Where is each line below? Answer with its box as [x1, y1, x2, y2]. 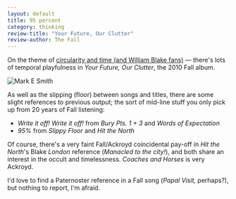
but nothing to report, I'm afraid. [7, 184, 101, 192]
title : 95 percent [7, 17, 61, 24]
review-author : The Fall [7, 37, 80, 44]
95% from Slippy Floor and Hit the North [17, 127, 135, 135]
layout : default [7, 10, 55, 18]
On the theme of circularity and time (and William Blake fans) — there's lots [7, 56, 225, 64]
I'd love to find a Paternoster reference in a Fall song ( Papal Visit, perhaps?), [7, 176, 229, 185]
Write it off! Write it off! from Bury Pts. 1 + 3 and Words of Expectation [17, 119, 221, 127]
